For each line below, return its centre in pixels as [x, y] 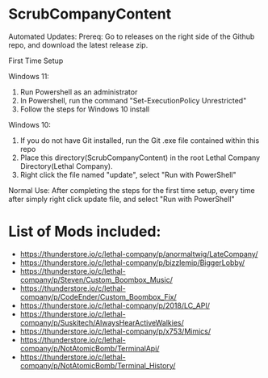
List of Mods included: [85, 232]
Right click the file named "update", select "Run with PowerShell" [128, 174]
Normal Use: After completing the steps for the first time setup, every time [132, 190]
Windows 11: [29, 76]
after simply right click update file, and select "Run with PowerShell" [122, 199]
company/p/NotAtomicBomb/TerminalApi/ [90, 348]
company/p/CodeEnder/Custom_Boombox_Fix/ [98, 296]
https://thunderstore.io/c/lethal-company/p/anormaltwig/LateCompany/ [139, 254]
